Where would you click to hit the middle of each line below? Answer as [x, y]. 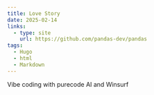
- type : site [32, 33]
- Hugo [23, 52]
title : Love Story [34, 13]
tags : [15, 45]
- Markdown [29, 65]
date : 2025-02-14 [32, 20]
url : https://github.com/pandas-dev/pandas [84, 39]
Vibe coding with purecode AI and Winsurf [68, 84]
